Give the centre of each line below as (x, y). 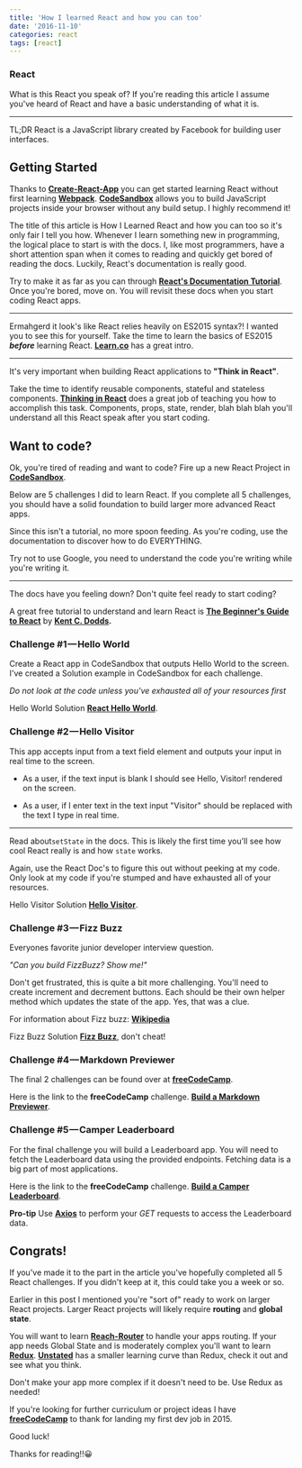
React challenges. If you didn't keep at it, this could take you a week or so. (147, 1282)
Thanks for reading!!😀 (51, 1454)
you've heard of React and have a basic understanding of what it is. (134, 104)
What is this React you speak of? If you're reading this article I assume (139, 94)
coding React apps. (45, 301)
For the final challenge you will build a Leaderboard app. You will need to (144, 1149)
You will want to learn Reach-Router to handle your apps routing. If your (143, 1336)
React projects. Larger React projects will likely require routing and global (146, 1309)
